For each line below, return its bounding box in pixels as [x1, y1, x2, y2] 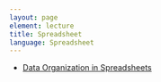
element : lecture [9, 21, 75, 30]
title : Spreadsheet [9, 29, 83, 38]
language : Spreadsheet [9, 37, 94, 47]
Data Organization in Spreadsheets [22, 62, 152, 73]
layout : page [9, 12, 58, 22]
